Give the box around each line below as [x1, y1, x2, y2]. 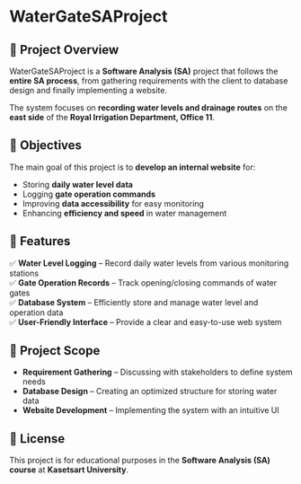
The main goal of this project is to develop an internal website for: [9, 162, 256, 172]
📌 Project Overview [9, 42, 120, 57]
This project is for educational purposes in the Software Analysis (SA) [9, 455, 271, 466]
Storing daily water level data [22, 179, 133, 189]
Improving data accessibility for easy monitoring [22, 198, 205, 208]
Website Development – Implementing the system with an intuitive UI [22, 405, 280, 416]
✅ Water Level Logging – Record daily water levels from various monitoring [9, 258, 289, 268]
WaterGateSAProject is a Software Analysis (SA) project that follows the [9, 66, 279, 76]
